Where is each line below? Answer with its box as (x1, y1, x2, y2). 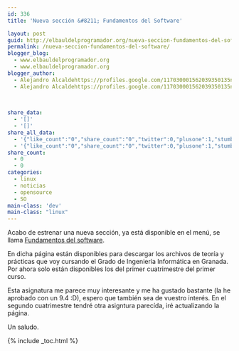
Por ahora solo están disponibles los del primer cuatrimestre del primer (7, 265, 216, 273)
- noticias (14, 182, 46, 189)
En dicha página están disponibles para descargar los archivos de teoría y (7, 250, 224, 258)
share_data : (7, 109, 43, 116)
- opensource (14, 188, 53, 196)
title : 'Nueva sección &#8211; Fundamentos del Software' (7, 17, 183, 24)
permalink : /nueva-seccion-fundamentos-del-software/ (7, 44, 171, 51)
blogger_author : (7, 69, 55, 77)
